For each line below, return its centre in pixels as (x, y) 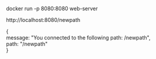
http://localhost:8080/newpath (43, 20)
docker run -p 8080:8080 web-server (52, 9)
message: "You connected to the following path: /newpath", (78, 37)
